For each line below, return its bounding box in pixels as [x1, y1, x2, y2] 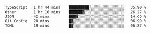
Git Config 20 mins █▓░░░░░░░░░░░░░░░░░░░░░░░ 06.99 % [5, 18, 147, 23]
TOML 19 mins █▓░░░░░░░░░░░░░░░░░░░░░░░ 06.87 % [5, 23, 147, 28]
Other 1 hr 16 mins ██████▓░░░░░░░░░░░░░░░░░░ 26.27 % [5, 9, 147, 15]
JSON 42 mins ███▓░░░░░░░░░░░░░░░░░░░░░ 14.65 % [5, 14, 147, 19]
